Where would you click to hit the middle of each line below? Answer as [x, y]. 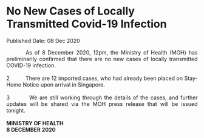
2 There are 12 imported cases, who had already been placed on [95, 78]
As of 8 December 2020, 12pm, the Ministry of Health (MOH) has [111, 52]
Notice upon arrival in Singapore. [64, 84]
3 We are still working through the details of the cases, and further [102, 97]
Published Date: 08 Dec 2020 [43, 41]
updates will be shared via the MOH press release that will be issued [102, 103]
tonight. [16, 110]
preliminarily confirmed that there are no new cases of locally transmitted [102, 59]
